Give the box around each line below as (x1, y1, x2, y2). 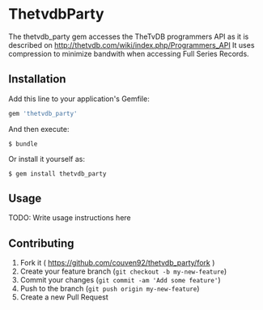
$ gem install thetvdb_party (8, 169, 107, 178)
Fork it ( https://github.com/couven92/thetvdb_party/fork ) (19, 258, 215, 268)
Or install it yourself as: (8, 154, 85, 163)
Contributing (8, 236, 74, 250)
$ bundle (8, 139, 38, 148)
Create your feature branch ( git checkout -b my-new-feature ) (19, 266, 227, 276)
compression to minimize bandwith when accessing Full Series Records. (8, 49, 249, 58)
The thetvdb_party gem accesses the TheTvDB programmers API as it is (8, 32, 249, 41)
